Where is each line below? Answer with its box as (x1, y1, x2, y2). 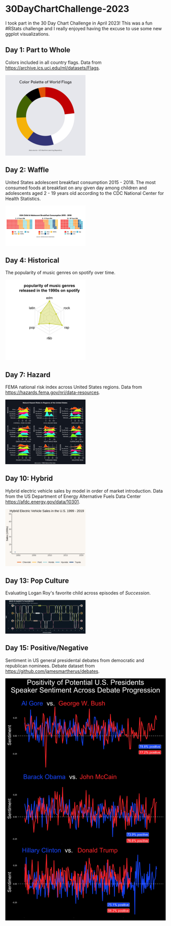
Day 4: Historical (5, 256, 60, 264)
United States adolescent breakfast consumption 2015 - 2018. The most (5, 179, 156, 185)
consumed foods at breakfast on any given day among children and (5, 185, 147, 191)
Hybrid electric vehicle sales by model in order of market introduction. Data (5, 488, 163, 494)
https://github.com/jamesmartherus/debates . (5, 668, 100, 674)
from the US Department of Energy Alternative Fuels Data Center (5, 493, 141, 499)
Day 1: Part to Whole (5, 46, 71, 54)
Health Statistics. (5, 195, 41, 202)
